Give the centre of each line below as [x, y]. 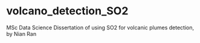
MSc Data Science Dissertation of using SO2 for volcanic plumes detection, [100, 27]
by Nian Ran [21, 33]
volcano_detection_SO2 [67, 11]
